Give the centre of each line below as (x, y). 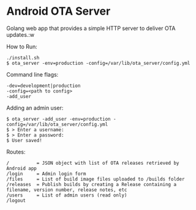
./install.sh (23, 58)
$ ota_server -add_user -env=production (59, 119)
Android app (21, 168)
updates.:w (21, 34)
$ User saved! (24, 140)
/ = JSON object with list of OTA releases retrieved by (93, 163)
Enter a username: (41, 130)
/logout (16, 200)
